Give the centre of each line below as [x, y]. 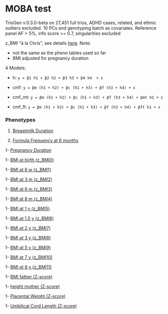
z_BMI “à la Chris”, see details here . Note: [48, 43]
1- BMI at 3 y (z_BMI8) [28, 238]
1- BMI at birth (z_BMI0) [30, 160]
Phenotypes [21, 120]
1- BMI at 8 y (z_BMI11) [29, 267]
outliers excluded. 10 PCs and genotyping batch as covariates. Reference [81, 28]
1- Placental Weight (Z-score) [36, 296]
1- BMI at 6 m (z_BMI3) [29, 189]
